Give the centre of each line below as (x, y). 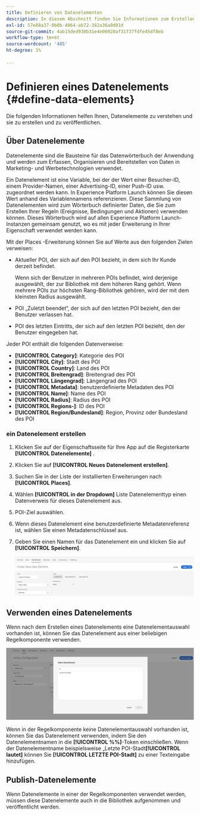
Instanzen (18, 224)
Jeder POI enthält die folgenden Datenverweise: (65, 344)
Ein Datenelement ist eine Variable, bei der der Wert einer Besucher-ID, (93, 179)
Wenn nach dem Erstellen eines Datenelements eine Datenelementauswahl (98, 627)
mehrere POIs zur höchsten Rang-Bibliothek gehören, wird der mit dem (102, 290)
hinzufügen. (21, 761)
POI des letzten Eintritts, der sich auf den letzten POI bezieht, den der (100, 326)
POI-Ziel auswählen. (40, 512)
